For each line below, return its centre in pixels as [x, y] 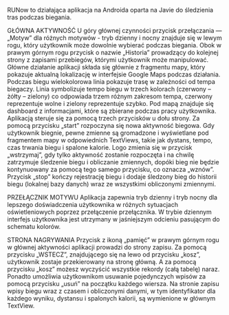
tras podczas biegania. [40, 17]
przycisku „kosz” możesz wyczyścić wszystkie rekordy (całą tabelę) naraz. [113, 269]
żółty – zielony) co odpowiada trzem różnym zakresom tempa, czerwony [110, 96]
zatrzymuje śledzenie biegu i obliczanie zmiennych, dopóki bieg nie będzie [113, 162]
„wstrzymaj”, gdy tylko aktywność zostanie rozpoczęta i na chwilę [101, 155]
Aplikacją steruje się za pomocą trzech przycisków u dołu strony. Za [103, 118]
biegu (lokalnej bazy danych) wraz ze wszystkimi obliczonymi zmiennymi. [112, 184]
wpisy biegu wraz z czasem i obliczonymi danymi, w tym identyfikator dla [111, 291]
